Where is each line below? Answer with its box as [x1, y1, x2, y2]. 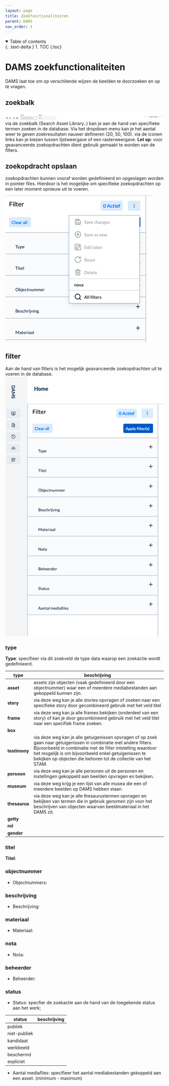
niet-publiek [7, 1031, 34, 1037]
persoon [7, 770, 26, 776]
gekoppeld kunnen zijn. [33, 690, 82, 696]
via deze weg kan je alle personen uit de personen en [33, 768, 144, 774]
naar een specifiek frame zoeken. [33, 720, 103, 726]
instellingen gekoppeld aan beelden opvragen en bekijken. [33, 773, 154, 779]
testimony [7, 748, 29, 754]
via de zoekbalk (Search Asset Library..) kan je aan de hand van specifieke [5, 120, 160, 127]
